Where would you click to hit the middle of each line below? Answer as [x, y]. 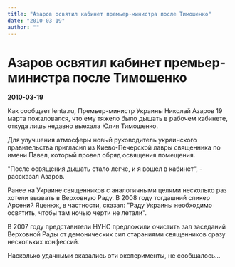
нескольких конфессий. [43, 242]
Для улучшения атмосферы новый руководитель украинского [102, 140]
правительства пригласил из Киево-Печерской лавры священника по [114, 147]
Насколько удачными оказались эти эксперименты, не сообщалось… [114, 256]
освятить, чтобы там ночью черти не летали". [77, 213]
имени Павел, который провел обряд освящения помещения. [101, 155]
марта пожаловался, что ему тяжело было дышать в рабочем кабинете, [117, 119]
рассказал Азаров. [36, 177]
